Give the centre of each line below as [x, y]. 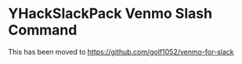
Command [43, 30]
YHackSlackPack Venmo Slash [110, 14]
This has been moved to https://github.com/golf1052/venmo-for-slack [121, 52]
